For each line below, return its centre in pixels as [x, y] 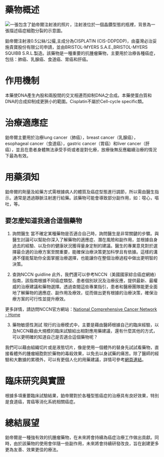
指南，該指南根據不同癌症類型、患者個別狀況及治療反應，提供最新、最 [83, 280]
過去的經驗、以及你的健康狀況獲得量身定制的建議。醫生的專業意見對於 [83, 246]
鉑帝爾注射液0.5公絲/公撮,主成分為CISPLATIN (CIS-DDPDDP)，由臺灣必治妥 [81, 41]
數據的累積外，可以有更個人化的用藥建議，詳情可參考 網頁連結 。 [82, 359]
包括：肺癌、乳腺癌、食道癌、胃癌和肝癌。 [48, 59]
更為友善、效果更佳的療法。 [33, 450]
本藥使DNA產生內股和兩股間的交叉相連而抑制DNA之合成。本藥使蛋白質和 [79, 95]
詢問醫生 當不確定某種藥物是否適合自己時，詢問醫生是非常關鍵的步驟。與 [85, 233]
